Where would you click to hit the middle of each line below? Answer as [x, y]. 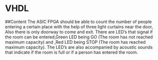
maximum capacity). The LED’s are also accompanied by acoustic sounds [79, 47]
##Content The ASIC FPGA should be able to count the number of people [79, 22]
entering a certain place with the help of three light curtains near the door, [79, 26]
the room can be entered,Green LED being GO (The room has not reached [79, 37]
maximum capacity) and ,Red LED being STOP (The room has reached [75, 42]
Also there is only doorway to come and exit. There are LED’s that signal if [79, 32]
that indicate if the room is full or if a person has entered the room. [72, 52]
